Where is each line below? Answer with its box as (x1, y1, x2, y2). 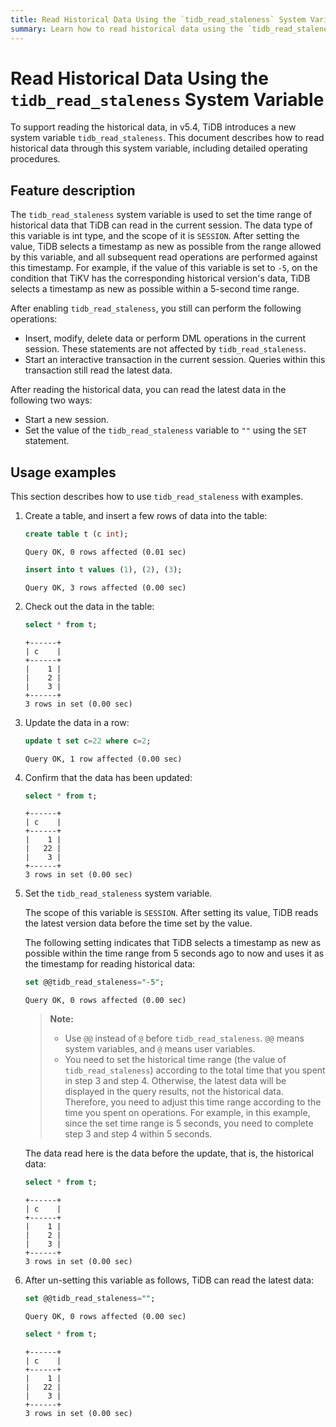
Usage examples (10, 464, 117, 481)
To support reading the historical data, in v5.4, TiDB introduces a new (10, 121, 297, 133)
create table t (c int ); (24, 529, 129, 540)
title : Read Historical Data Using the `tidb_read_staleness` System (10, 14, 307, 25)
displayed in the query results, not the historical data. (64, 1086, 284, 1098)
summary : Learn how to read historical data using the (10, 24, 244, 34)
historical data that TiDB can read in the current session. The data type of (10, 219, 313, 231)
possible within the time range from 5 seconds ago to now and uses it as (24, 947, 325, 960)
